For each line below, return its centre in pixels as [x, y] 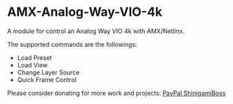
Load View [33, 65]
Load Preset [34, 58]
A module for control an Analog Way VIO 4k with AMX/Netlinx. [96, 31]
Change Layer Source [48, 72]
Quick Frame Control [47, 79]
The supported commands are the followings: [72, 44]
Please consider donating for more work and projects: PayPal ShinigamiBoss [116, 93]
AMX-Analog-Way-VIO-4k [85, 12]
